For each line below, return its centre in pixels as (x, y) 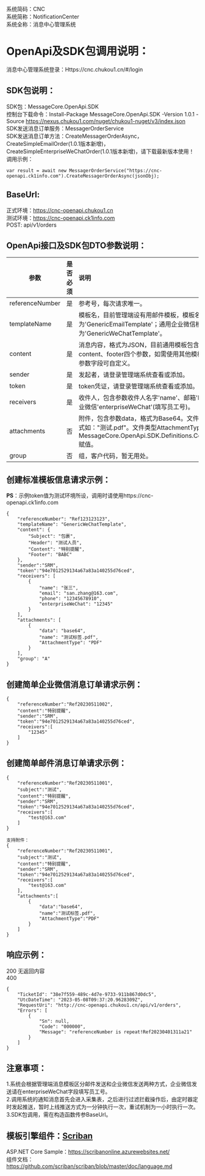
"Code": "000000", (62, 1027)
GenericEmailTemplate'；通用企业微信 (141, 325)
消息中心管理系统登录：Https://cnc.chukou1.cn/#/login (75, 69)
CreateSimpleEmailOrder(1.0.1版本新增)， (58, 143)
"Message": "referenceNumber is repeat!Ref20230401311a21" (115, 1032)
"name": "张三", (59, 588)
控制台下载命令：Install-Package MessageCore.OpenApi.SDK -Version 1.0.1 (101, 114)
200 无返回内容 (26, 971)
